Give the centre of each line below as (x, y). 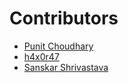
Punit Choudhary (58, 46)
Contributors (64, 18)
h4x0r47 (41, 56)
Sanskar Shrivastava (66, 67)
